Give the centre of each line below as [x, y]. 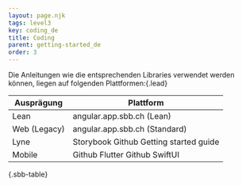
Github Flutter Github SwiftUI [126, 155]
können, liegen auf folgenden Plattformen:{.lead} [88, 83]
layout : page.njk [37, 15]
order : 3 [23, 52]
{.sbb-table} [28, 174]
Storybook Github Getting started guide [146, 142]
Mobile [25, 155]
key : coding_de [33, 30]
